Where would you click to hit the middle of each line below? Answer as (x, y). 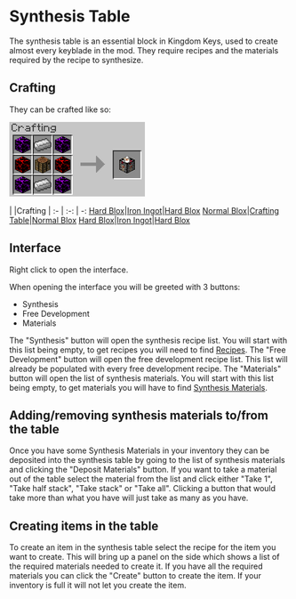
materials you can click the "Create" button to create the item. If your (136, 576)
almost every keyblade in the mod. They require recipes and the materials (144, 50)
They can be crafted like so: (60, 109)
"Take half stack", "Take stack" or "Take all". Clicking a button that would (143, 489)
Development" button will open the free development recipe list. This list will (148, 359)
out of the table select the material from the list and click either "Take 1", (141, 479)
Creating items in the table (84, 526)
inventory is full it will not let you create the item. (98, 586)
